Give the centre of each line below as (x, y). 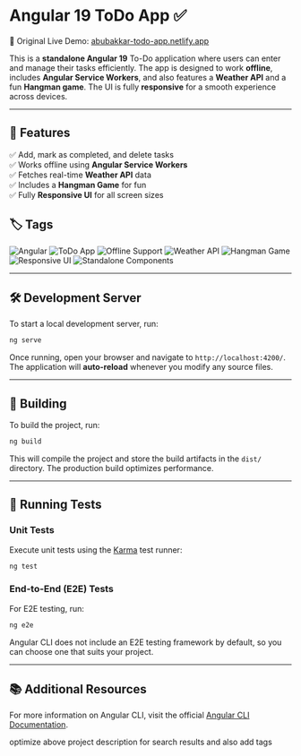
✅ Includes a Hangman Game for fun (78, 185)
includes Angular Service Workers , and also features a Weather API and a (148, 77)
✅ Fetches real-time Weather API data (81, 175)
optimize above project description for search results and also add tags (141, 742)
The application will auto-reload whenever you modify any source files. (141, 367)
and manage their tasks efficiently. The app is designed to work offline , (141, 67)
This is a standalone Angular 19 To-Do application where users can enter (145, 58)
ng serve (26, 340)
